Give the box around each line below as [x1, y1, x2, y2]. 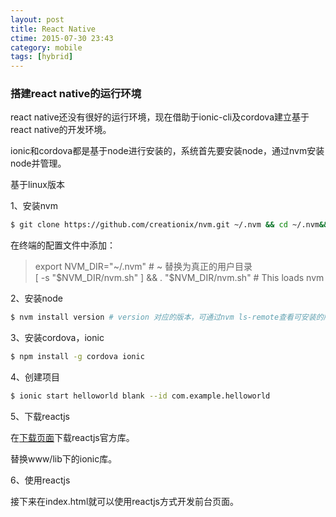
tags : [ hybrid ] [10, 52, 74, 62]
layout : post [10, 14, 65, 25]
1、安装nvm [10, 200, 58, 212]
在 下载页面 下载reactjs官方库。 [10, 431, 135, 443]
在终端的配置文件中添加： [10, 239, 116, 251]
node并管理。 [10, 157, 67, 170]
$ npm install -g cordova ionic [10, 352, 145, 362]
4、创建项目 [10, 371, 61, 383]
